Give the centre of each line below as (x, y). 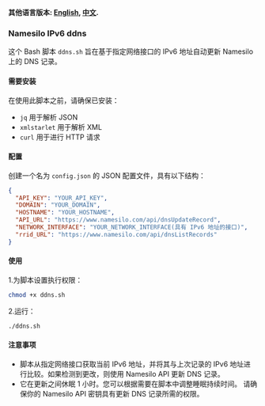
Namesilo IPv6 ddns (47, 33)
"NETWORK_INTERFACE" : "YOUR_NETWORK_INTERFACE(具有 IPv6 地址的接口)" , (132, 228)
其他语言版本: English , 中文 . (53, 12)
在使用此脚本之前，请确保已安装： (64, 100)
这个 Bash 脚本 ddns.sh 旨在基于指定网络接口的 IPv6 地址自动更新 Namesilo (131, 51)
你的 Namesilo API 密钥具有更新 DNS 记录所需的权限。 (115, 393)
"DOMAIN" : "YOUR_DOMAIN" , (58, 205)
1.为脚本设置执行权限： (45, 279)
